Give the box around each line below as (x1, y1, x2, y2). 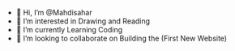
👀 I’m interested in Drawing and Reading (15, 16, 151, 26)
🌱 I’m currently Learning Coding (15, 25, 123, 34)
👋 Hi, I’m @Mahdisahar (15, 8, 92, 17)
